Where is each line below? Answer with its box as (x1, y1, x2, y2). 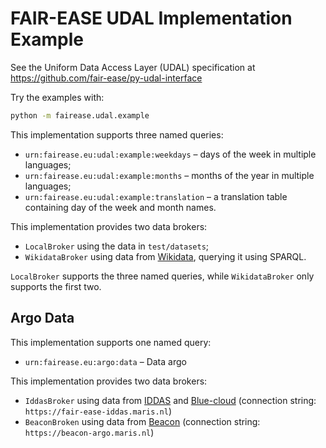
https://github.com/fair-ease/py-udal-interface (10, 72, 203, 84)
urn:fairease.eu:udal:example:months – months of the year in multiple (24, 169, 315, 181)
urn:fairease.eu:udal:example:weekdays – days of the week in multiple (24, 148, 317, 160)
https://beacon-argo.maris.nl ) (24, 426, 155, 438)
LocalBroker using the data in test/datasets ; (24, 240, 210, 252)
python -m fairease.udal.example (10, 110, 150, 121)
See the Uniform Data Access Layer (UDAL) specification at (10, 61, 256, 73)
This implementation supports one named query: (10, 336, 212, 348)
